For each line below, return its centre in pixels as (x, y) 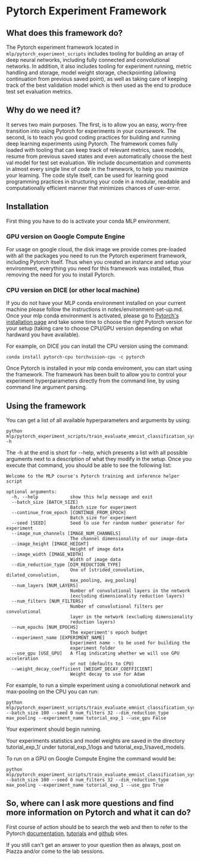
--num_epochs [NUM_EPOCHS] (45, 627)
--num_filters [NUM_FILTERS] (48, 602)
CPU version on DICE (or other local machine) (73, 290)
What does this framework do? (65, 33)
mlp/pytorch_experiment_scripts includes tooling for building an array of (95, 54)
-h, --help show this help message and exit (82, 497)
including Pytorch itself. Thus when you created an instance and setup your (99, 262)
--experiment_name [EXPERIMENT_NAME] (58, 638)
